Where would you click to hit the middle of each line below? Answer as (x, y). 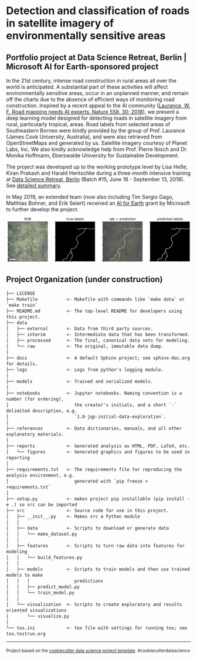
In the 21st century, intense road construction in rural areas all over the (91, 81)
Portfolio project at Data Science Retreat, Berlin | (96, 57)
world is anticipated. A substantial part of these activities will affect (87, 87)
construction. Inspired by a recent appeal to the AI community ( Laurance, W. (98, 106)
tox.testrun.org (26, 634)
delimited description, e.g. (42, 411)
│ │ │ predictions (55, 581)
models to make (25, 575)
